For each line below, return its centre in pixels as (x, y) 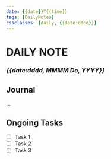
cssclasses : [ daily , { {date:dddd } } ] (51, 23)
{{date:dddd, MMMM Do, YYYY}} (56, 71)
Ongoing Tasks (35, 123)
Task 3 (23, 150)
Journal (21, 90)
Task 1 (23, 137)
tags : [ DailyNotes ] (30, 17)
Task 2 (23, 144)
